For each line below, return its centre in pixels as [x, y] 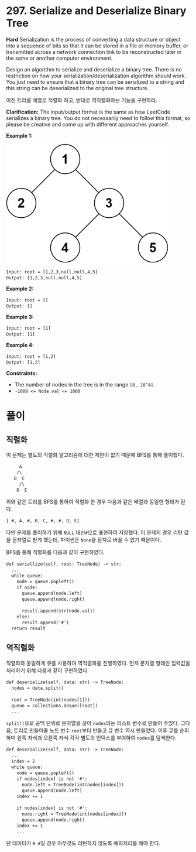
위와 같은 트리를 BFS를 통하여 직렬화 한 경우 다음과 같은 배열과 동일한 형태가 [93, 501]
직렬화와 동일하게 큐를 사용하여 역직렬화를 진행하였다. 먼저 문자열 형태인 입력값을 [98, 663]
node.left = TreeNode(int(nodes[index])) [73, 785]
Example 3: [20, 317]
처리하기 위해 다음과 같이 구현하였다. [47, 670]
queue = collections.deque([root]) [55, 706]
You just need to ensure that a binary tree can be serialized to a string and [95, 82]
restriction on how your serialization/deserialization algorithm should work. [96, 76]
